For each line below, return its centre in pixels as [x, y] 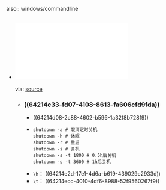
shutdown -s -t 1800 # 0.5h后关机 [75, 156]
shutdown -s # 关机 [56, 149]
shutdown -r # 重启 [56, 143]
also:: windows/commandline [42, 9]
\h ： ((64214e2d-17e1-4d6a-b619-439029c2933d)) [96, 174]
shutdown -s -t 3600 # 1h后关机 [72, 162]
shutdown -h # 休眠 [56, 136]
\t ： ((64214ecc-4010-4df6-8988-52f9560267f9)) [96, 181]
